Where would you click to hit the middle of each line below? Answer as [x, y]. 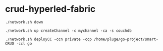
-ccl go [24, 43]
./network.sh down [24, 22]
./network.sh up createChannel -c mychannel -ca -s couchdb [69, 30]
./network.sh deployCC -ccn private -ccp [49, 39]
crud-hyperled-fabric [50, 9]
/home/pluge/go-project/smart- [126, 39]
